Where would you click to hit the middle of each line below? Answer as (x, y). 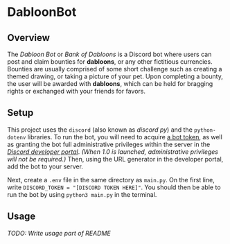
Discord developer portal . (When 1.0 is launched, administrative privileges (113, 151)
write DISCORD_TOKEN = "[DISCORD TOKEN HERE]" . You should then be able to (114, 187)
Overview (29, 38)
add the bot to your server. (45, 166)
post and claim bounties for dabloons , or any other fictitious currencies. (110, 62)
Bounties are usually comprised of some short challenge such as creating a (115, 69)
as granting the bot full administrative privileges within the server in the (109, 144)
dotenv (17, 137)
